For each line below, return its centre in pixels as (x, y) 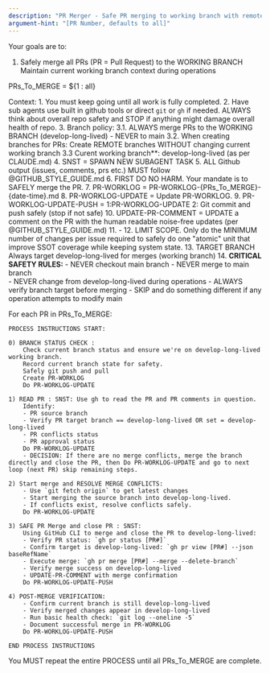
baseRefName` (30, 554)
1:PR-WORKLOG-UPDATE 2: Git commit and (178, 204)
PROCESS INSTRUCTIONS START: (57, 328)
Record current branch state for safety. (93, 364)
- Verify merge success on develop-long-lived (102, 568)
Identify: (39, 406)
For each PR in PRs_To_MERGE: (60, 314)
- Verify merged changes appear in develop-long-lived (117, 610)
